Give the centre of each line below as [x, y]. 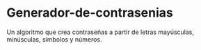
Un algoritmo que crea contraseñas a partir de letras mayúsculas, [100, 32]
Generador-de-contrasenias [90, 13]
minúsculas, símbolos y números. [54, 39]
